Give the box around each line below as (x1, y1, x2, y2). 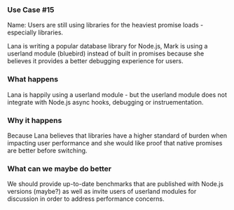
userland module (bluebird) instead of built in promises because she (7, 49, 205, 58)
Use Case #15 (7, 5, 55, 15)
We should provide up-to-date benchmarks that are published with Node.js (7, 180, 224, 188)
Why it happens (7, 115, 62, 125)
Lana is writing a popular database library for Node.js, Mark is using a (7, 42, 208, 51)
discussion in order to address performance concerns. (7, 195, 165, 203)
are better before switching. (7, 146, 88, 155)
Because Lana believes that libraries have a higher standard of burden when (7, 131, 228, 140)
